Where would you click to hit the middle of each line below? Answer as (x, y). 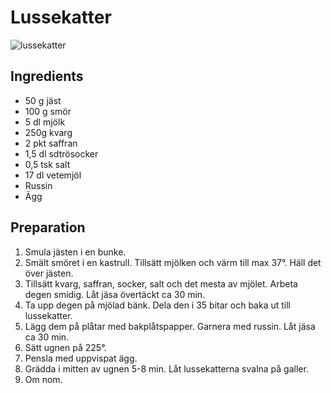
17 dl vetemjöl (53, 175)
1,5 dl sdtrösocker (61, 153)
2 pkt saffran (51, 143)
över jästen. (49, 273)
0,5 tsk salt (47, 164)
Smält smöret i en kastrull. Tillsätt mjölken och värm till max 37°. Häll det (173, 262)
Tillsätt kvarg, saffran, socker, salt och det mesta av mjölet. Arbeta (161, 283)
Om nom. (43, 379)
